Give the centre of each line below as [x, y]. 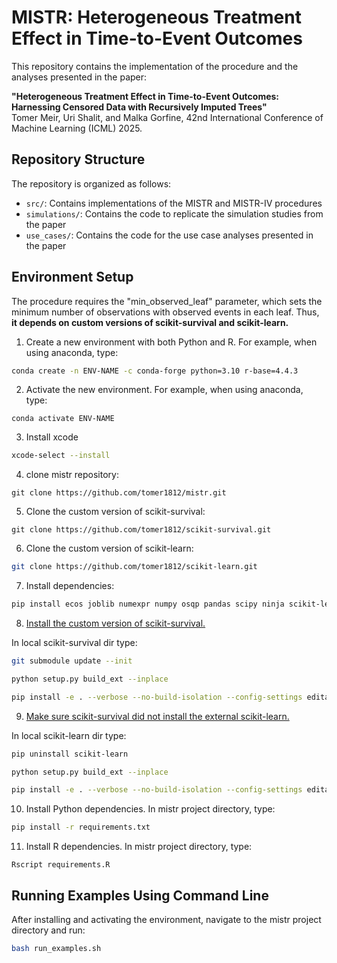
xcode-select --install [61, 456]
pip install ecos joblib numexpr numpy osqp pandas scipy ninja [148, 604]
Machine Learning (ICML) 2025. [77, 128]
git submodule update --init [72, 661]
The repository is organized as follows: [91, 183]
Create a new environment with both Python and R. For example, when [171, 342]
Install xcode [52, 437]
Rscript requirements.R [61, 865]
